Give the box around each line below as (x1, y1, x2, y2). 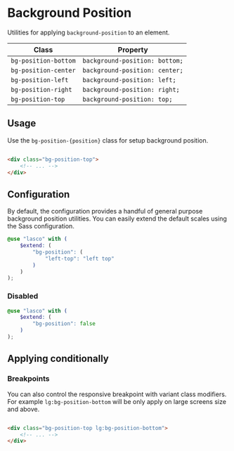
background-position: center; (82, 66, 184, 74)
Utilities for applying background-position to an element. (7, 28, 170, 37)
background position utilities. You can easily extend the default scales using (7, 214, 227, 223)
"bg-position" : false (32, 320, 96, 327)
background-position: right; (82, 86, 181, 93)
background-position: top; (82, 95, 173, 103)
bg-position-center (11, 66, 76, 74)
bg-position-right (11, 86, 72, 93)
